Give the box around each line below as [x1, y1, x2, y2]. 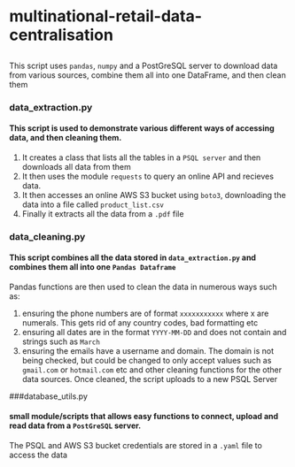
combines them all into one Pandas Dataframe [9, 262, 176, 272]
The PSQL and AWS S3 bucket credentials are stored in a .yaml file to [9, 440, 263, 451]
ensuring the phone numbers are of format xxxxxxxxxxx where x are [21, 308, 269, 318]
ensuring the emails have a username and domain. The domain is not [21, 345, 275, 356]
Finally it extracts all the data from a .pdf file [21, 208, 184, 218]
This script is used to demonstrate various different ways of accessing [9, 123, 275, 134]
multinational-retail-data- [9, 6, 202, 27]
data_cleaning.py [9, 230, 86, 242]
